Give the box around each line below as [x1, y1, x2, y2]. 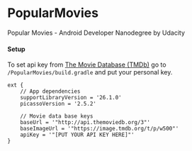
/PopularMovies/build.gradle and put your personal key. [7, 68, 173, 77]
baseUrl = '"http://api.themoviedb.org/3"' [20, 119, 151, 126]
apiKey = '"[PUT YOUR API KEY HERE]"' [20, 131, 135, 139]
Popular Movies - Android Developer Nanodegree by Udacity [7, 28, 186, 37]
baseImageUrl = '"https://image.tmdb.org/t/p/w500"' [20, 125, 179, 133]
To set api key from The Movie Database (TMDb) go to [7, 60, 166, 69]
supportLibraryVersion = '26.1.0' [20, 94, 122, 101]
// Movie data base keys [20, 113, 94, 120]
